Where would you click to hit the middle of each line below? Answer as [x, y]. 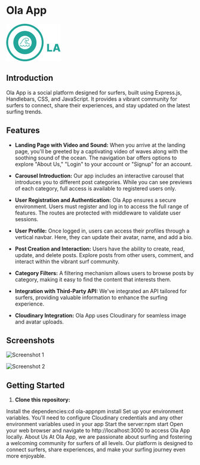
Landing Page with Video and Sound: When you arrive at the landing [100, 145]
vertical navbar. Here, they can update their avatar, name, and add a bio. [104, 237]
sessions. [27, 219]
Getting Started [36, 385]
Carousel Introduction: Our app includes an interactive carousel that [99, 176]
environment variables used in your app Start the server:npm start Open [95, 424]
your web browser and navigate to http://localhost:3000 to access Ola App [98, 431]
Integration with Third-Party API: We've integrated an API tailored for [101, 291]
